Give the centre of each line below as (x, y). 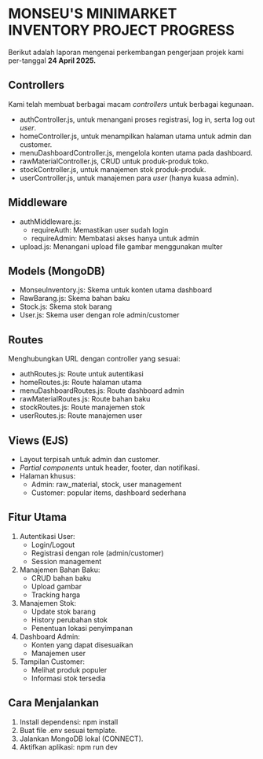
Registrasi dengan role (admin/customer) (97, 553)
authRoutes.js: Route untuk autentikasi (81, 374)
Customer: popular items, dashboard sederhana (109, 493)
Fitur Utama (38, 517)
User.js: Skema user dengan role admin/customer (99, 315)
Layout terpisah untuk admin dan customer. (90, 459)
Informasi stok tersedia (68, 678)
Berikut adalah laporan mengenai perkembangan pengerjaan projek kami (126, 52)
